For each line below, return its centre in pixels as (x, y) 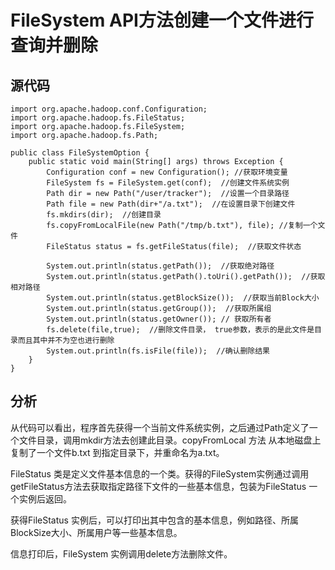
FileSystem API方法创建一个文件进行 (162, 20)
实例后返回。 (45, 498)
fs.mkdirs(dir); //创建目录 (104, 215)
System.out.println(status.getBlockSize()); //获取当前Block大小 (183, 298)
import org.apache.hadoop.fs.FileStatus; (98, 118)
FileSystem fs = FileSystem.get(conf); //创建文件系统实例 (168, 183)
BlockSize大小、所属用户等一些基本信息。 (96, 532)
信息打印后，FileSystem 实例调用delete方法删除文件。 (121, 553)
